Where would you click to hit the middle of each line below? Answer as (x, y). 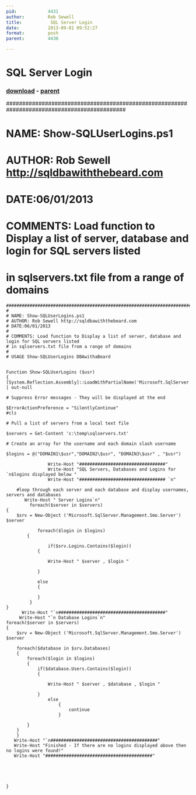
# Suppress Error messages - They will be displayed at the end (86, 398)
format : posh (32, 33)
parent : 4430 (32, 39)
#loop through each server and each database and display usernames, (103, 490)
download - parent (33, 91)
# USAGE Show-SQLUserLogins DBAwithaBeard (58, 357)
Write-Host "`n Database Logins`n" (62, 618)
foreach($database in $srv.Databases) (64, 649)
